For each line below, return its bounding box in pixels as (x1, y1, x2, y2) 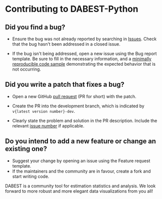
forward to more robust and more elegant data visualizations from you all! (5, 188, 153, 194)
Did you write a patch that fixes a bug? (5, 80, 125, 89)
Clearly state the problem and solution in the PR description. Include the (12, 118, 158, 124)
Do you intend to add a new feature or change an (5, 137, 156, 146)
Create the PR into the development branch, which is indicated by (12, 103, 144, 109)
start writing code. (12, 173, 49, 179)
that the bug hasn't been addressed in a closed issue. (12, 41, 121, 47)
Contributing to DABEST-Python (5, 3, 139, 15)
